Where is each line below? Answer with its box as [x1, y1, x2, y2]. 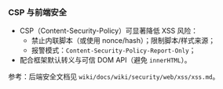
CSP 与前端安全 [8, 6, 68, 17]
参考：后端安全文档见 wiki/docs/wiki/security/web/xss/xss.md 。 [8, 72, 220, 81]
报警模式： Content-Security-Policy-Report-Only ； [31, 45, 196, 55]
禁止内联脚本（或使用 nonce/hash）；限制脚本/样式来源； [31, 36, 216, 45]
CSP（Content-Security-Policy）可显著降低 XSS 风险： [19, 26, 199, 36]
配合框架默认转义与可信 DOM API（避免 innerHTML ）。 [19, 55, 192, 65]
